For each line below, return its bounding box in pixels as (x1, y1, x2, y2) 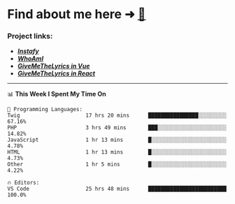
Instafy (17, 47, 40, 55)
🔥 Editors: (7, 180, 40, 187)
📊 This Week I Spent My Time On (7, 90, 106, 99)
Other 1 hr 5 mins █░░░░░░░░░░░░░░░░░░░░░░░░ (7, 161, 227, 168)
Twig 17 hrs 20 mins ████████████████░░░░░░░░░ (7, 112, 227, 119)
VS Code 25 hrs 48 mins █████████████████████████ (7, 185, 227, 193)
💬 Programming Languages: (7, 106, 83, 113)
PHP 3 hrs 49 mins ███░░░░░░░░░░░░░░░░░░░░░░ (7, 124, 227, 131)
